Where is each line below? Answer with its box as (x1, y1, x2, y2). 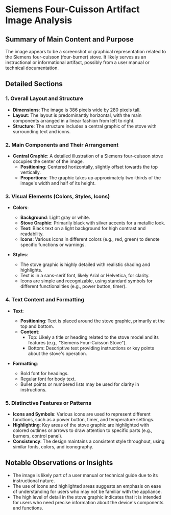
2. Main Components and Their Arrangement (5, 141, 119, 148)
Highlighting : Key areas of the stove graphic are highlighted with (12, 422, 150, 428)
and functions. (12, 505, 43, 511)
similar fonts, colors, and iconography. (12, 443, 93, 449)
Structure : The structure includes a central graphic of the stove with (12, 123, 157, 129)
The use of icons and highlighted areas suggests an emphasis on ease (12, 483, 161, 489)
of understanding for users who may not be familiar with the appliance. (12, 488, 162, 495)
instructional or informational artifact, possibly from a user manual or (5, 59, 150, 65)
